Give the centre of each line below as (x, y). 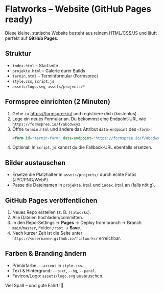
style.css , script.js (33, 81)
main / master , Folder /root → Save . (47, 228)
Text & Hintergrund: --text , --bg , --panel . (54, 270)
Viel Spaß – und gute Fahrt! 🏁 (35, 285)
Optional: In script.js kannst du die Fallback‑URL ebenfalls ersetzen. (82, 147)
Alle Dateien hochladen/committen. (47, 218)
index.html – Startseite (35, 65)
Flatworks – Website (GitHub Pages (78, 9)
